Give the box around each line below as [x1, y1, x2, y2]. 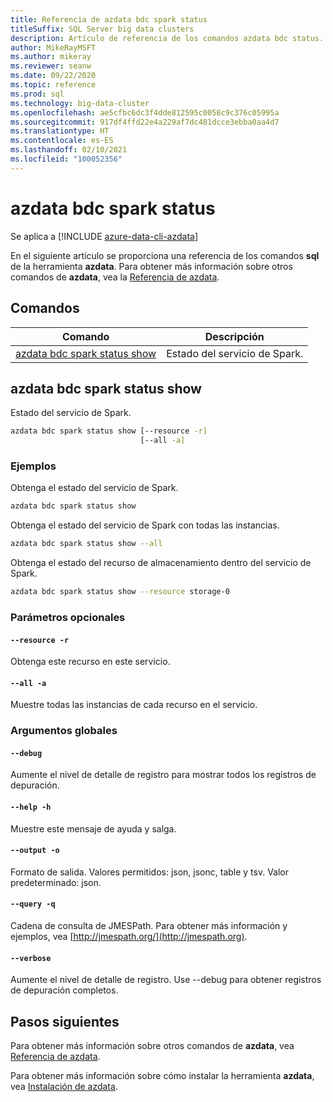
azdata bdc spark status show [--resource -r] [10, 426, 208, 436]
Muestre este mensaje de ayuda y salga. [10, 822, 177, 835]
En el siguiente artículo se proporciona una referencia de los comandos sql [10, 249, 320, 261]
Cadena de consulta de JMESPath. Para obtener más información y [10, 920, 288, 932]
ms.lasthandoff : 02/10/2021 [10, 145, 128, 155]
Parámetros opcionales [10, 610, 126, 624]
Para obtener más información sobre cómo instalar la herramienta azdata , [10, 1070, 315, 1082]
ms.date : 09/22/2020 [10, 71, 97, 81]
